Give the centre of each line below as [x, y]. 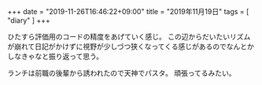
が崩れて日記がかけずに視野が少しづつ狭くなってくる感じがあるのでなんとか [131, 46]
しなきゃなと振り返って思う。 [55, 56]
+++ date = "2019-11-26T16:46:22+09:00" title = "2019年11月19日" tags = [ [128, 11]
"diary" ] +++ [29, 20]
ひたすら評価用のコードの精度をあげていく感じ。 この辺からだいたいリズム [129, 37]
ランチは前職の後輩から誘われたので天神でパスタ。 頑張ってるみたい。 [122, 73]
